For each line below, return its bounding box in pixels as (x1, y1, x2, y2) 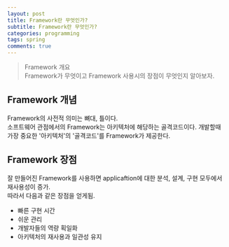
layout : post (7, 10, 46, 17)
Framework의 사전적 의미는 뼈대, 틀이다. (7, 113, 118, 122)
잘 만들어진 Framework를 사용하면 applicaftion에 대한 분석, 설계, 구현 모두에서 (7, 174, 223, 182)
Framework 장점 (7, 154, 77, 166)
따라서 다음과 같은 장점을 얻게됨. (7, 191, 96, 199)
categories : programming (7, 29, 80, 37)
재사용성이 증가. (7, 183, 51, 191)
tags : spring (7, 36, 46, 43)
